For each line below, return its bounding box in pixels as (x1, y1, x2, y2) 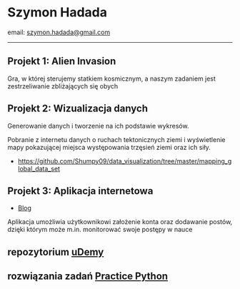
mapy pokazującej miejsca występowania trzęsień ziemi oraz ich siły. (7, 143, 211, 151)
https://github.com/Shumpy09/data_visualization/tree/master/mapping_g (17, 156, 232, 165)
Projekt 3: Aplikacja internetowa (7, 185, 154, 197)
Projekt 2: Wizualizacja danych (7, 103, 149, 115)
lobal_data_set (17, 164, 61, 173)
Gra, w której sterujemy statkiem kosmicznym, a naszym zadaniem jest (7, 74, 216, 83)
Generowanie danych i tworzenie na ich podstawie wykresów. (7, 121, 189, 130)
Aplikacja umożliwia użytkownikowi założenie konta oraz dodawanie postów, (7, 218, 233, 226)
